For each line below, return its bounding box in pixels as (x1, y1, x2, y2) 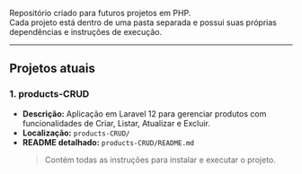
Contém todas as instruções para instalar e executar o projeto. (44, 154, 276, 165)
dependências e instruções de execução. (9, 27, 163, 37)
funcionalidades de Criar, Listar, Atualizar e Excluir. (22, 117, 211, 128)
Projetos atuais (9, 61, 96, 76)
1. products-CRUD (9, 88, 90, 100)
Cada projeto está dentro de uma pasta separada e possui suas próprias (9, 17, 277, 28)
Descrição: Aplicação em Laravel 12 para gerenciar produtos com (22, 108, 267, 119)
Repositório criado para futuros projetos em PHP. (9, 8, 191, 18)
